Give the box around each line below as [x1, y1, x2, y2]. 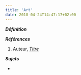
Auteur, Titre [12, 46, 39, 52]
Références [5, 36, 31, 42]
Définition [5, 26, 27, 32]
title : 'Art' [5, 7, 33, 13]
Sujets [5, 55, 19, 61]
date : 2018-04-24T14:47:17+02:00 [5, 12, 76, 17]
